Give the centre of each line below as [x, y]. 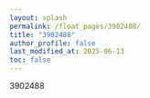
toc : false [30, 60]
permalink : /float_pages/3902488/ [75, 26]
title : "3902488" [43, 34]
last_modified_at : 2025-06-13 [67, 52]
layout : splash [38, 18]
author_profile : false [53, 43]
